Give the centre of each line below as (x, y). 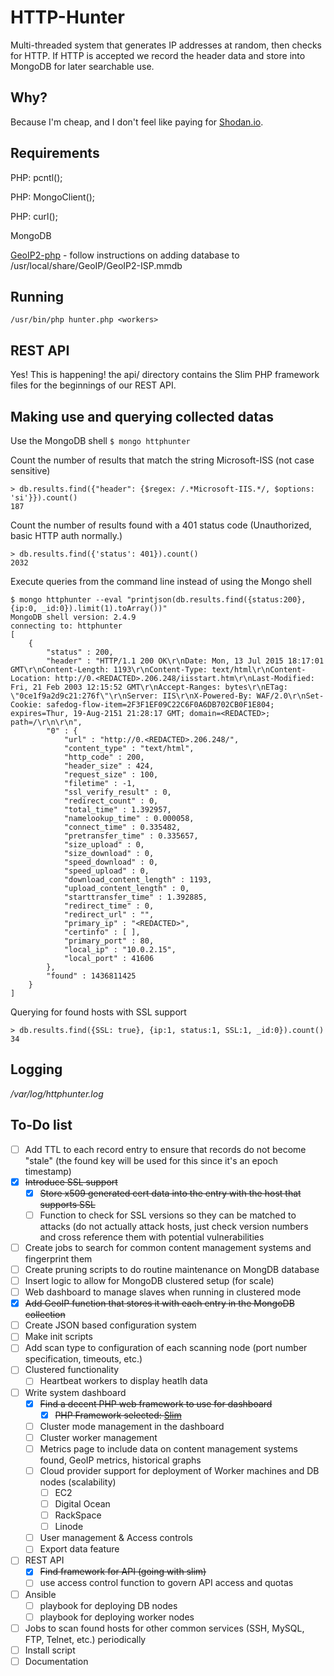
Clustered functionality (72, 1370)
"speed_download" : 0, (111, 862)
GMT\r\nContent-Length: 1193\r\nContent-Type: (109, 670)
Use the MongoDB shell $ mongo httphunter (100, 440)
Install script (50, 1650)
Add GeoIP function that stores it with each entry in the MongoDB (159, 1303)
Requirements (55, 153)
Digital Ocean (82, 1504)
